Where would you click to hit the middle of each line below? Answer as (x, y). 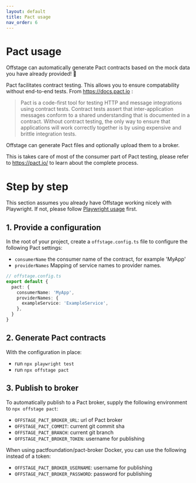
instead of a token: (29, 456)
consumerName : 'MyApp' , (46, 292)
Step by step (37, 187)
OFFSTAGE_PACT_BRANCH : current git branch (64, 432)
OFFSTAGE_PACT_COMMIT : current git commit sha (69, 426)
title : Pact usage (28, 17)
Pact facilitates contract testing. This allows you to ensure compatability (93, 85)
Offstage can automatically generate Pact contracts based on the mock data (98, 67)
